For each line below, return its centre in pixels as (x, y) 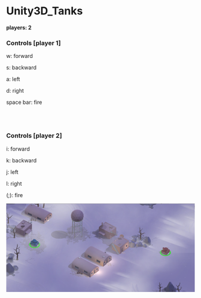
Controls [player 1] (33, 43)
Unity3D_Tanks (45, 11)
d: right (15, 91)
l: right (14, 183)
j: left (13, 172)
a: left (13, 79)
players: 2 (19, 27)
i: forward (18, 149)
